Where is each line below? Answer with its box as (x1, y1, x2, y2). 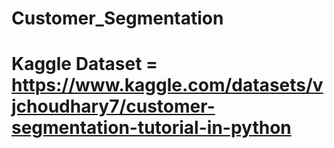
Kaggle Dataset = (11, 53, 159, 76)
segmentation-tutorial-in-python (11, 117, 292, 139)
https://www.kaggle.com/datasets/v (11, 74, 324, 97)
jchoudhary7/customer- (11, 95, 216, 118)
